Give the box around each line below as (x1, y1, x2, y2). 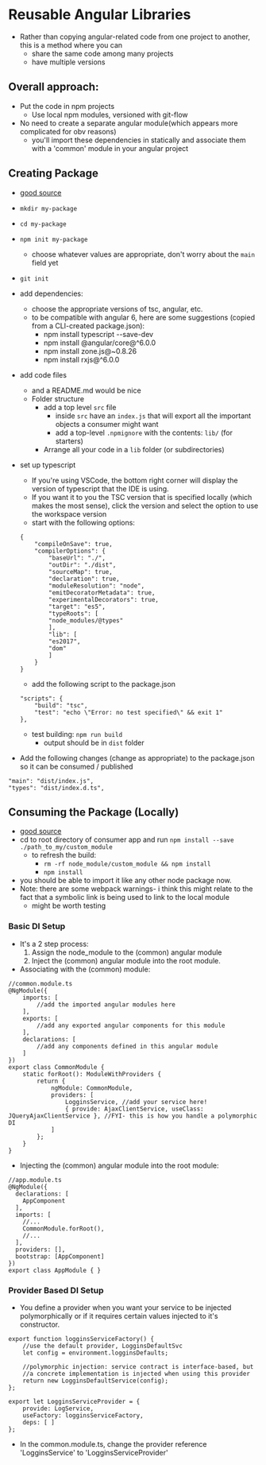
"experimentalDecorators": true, (48, 595, 159, 603)
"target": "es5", (48, 603, 106, 610)
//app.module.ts (8, 1176, 62, 1184)
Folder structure (31, 393, 85, 403)
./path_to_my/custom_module (19, 843, 113, 851)
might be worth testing (31, 901, 106, 911)
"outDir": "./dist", (48, 560, 117, 569)
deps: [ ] (22, 1418, 56, 1426)
